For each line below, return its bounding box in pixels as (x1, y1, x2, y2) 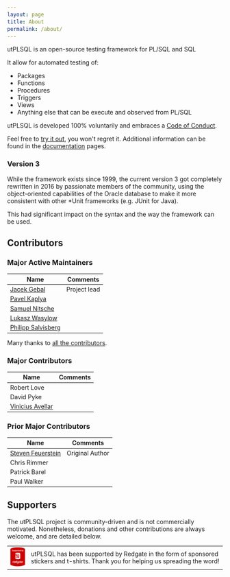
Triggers (16, 93, 41, 102)
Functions (16, 79, 46, 87)
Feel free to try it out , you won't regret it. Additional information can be (7, 134, 206, 143)
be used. (7, 217, 32, 226)
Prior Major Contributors (7, 421, 90, 431)
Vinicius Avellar (10, 402, 53, 411)
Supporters (7, 499, 57, 511)
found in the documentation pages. (7, 142, 106, 150)
